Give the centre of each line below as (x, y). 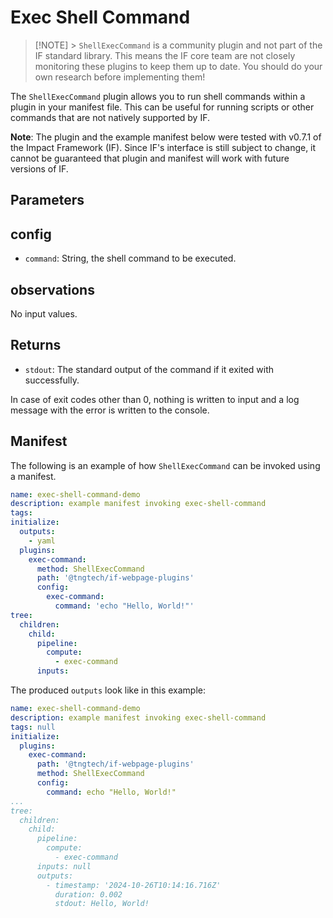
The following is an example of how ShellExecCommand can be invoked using (165, 465)
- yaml (42, 541)
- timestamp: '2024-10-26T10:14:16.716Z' (134, 885)
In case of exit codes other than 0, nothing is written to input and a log (155, 399)
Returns (36, 345)
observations (52, 289)
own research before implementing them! (120, 77)
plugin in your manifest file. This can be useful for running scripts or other (162, 107)
